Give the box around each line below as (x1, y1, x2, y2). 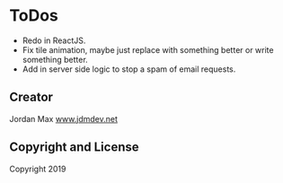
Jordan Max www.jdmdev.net (9, 113, 119, 124)
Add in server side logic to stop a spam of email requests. (22, 64, 236, 74)
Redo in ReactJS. (22, 35, 86, 46)
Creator (9, 90, 54, 105)
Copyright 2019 (9, 163, 66, 174)
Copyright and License (9, 140, 139, 155)
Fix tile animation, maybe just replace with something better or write (22, 44, 274, 55)
